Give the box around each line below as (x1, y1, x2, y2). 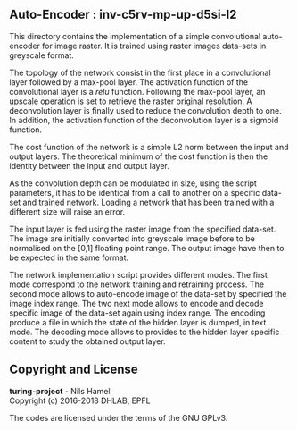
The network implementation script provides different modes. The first (9, 269, 268, 280)
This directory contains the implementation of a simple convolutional (9, 30, 261, 41)
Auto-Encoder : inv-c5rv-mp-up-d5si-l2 (9, 7, 237, 22)
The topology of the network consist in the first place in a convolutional (9, 67, 271, 78)
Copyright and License (9, 362, 138, 377)
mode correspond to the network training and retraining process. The (9, 279, 265, 290)
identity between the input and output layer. (9, 160, 169, 171)
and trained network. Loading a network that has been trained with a (22, 197, 275, 207)
